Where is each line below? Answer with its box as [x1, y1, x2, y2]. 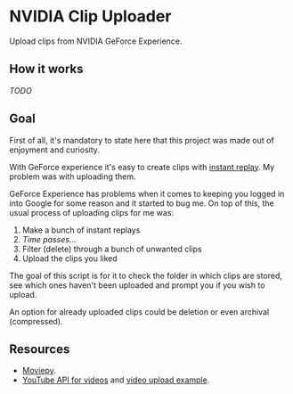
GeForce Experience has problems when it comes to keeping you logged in [9, 188, 285, 199]
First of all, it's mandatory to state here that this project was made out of [9, 135, 274, 145]
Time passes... [21, 234, 77, 244]
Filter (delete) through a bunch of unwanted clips [21, 243, 202, 254]
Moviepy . [21, 365, 56, 376]
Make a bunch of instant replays [21, 225, 141, 235]
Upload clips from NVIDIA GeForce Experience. [9, 36, 183, 46]
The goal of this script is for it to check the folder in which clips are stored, [9, 270, 283, 281]
